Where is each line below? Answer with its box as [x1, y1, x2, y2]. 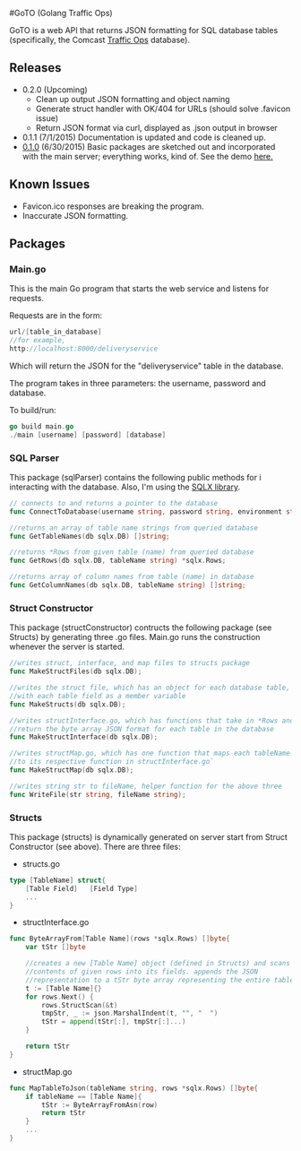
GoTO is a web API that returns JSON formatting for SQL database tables [9, 25, 279, 35]
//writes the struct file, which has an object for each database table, [9, 683, 291, 693]
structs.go [21, 858, 61, 869]
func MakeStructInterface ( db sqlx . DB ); [9, 732, 159, 742]
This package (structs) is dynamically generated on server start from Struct [9, 831, 288, 842]
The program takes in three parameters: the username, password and [9, 377, 266, 388]
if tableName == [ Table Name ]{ [25, 1092, 142, 1101]
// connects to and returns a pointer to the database [9, 498, 219, 507]
